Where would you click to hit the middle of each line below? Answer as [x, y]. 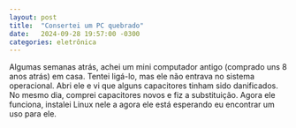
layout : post [33, 17]
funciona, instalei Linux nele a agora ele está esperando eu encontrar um [142, 105]
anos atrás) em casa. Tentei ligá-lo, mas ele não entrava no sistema [132, 77]
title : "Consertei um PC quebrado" [76, 26]
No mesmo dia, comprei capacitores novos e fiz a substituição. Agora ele [142, 95]
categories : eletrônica [53, 42]
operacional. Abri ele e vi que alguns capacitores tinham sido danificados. [144, 86]
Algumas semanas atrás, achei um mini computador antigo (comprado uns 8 [148, 67]
